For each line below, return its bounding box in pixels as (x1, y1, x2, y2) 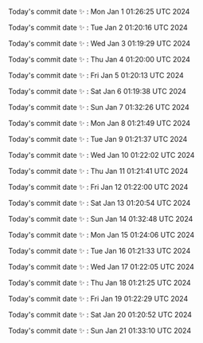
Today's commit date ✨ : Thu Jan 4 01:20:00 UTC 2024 (8, 55, 191, 64)
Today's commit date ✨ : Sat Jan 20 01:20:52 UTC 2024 (8, 310, 193, 319)
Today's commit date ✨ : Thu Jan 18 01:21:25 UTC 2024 (8, 278, 191, 287)
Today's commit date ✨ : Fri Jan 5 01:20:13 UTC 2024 (8, 71, 185, 80)
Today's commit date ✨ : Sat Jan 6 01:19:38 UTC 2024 (8, 87, 187, 96)
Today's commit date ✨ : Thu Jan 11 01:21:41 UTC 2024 (8, 167, 189, 175)
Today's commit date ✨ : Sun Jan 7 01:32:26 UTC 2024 (8, 103, 189, 112)
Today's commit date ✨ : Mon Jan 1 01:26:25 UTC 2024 (8, 7, 190, 16)
